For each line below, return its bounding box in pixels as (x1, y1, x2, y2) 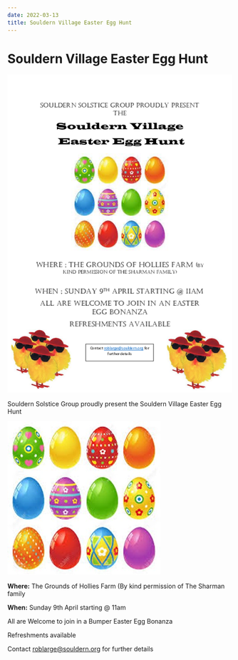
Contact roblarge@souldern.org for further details (7, 644, 154, 653)
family (7, 589, 26, 598)
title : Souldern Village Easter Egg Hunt (7, 19, 133, 26)
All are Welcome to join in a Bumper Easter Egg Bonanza (7, 617, 173, 625)
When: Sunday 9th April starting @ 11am (7, 603, 126, 612)
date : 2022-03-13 (7, 11, 59, 19)
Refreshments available (7, 631, 76, 639)
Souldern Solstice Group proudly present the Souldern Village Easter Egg (7, 399, 222, 408)
